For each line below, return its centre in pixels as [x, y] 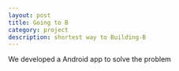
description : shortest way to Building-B [77, 37]
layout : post [30, 15]
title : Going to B [38, 23]
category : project [38, 30]
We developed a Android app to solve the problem [90, 59]
